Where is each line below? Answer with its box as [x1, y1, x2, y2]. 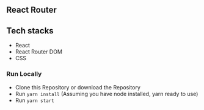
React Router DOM [15, 48, 63, 55]
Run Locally [6, 70, 42, 78]
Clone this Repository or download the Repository [15, 83, 140, 91]
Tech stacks [6, 26, 54, 36]
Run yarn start [15, 97, 54, 104]
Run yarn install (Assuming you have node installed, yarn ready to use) [15, 90, 199, 97]
